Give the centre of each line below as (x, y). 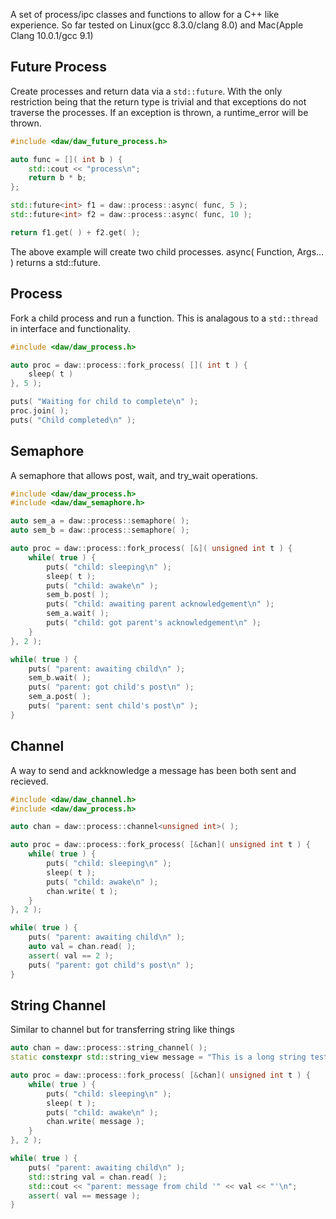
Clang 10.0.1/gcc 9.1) (52, 35)
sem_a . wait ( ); (78, 614)
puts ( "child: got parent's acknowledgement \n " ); (154, 623)
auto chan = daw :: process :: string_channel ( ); (109, 1048)
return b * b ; (57, 178)
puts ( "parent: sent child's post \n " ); (113, 706)
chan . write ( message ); (95, 1122)
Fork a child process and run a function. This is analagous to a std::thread (164, 318)
